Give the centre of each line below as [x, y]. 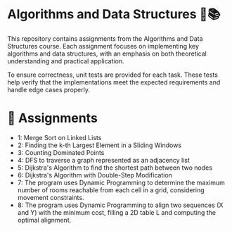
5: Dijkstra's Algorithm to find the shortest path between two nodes [115, 168]
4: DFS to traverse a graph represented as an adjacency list [103, 160]
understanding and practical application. [66, 61]
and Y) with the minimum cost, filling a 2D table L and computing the [117, 212]
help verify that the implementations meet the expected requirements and [114, 82]
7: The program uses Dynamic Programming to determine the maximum [121, 182]
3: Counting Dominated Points [61, 152]
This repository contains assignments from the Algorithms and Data [105, 38]
